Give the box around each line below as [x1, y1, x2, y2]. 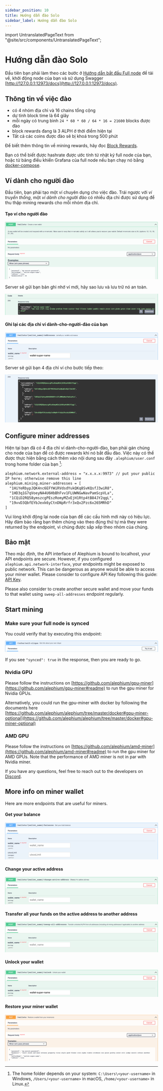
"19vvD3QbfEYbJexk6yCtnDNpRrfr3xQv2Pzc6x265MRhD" [9, 500, 112, 505]
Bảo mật [5, 538, 31, 546]
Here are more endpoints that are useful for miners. [5, 800, 108, 806]
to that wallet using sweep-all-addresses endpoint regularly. [5, 591, 125, 597]
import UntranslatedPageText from [5, 32, 74, 38]
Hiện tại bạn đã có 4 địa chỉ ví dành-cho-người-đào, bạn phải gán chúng [5, 445, 150, 451]
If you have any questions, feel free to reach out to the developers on [5, 769, 143, 774]
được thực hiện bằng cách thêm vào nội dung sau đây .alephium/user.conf [5, 455, 155, 461]
